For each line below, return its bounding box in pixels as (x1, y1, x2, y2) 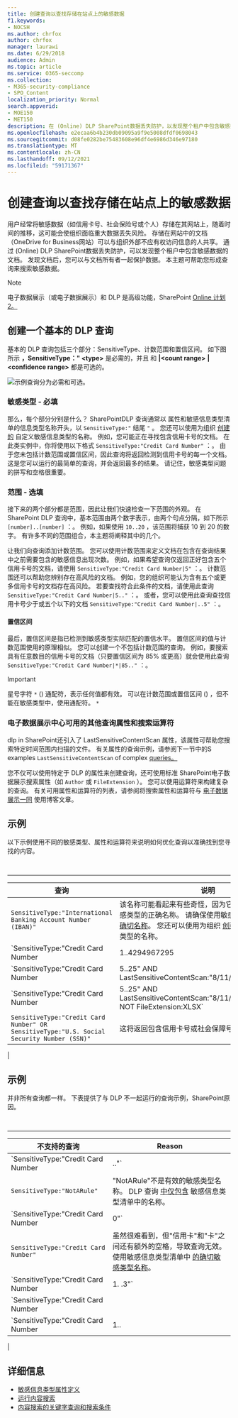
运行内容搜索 (17, 1394, 55, 1402)
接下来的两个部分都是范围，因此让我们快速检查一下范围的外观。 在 (7, 505, 202, 513)
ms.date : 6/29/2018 (7, 50, 65, 57)
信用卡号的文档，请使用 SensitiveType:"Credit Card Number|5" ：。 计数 (7, 564, 220, 573)
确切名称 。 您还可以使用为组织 (119, 920, 221, 930)
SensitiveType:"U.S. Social (11, 1028, 106, 1036)
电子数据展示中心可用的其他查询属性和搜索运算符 (7, 718, 175, 728)
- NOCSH (7, 23, 30, 31)
